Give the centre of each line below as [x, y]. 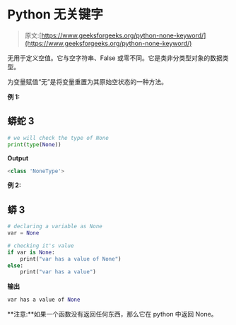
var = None [23, 233]
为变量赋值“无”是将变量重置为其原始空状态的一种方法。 [88, 81]
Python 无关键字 [55, 14]
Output [18, 158]
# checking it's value [41, 246]
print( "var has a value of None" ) [71, 259]
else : [15, 266]
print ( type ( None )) [34, 144]
